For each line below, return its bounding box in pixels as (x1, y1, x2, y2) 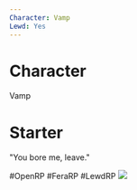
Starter (9, 122, 63, 143)
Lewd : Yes (9, 22, 47, 31)
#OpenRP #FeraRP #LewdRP (9, 171, 116, 182)
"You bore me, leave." (9, 152, 90, 163)
